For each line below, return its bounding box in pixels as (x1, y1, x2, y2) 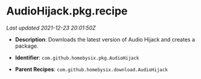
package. (14, 42, 39, 49)
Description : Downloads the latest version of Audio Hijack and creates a (14, 36, 195, 43)
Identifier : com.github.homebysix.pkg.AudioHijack (14, 54, 139, 61)
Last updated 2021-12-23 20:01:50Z (6, 24, 96, 31)
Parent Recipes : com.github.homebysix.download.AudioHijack (14, 65, 168, 73)
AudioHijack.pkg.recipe (6, 4, 128, 18)
